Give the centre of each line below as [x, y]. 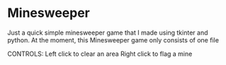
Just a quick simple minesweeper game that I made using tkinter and [108, 32]
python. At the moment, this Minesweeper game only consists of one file [113, 40]
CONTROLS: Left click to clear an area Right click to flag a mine [100, 54]
